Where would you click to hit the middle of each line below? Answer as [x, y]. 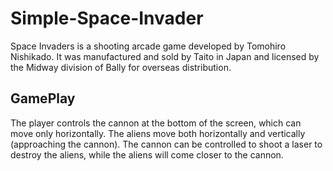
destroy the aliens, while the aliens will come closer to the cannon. [147, 154]
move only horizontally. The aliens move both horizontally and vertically [158, 133]
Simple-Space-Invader [107, 18]
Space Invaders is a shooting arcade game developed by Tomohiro [148, 46]
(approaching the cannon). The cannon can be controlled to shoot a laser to [166, 144]
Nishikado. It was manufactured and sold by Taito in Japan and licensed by [165, 56]
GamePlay [43, 98]
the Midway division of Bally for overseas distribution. [121, 67]
